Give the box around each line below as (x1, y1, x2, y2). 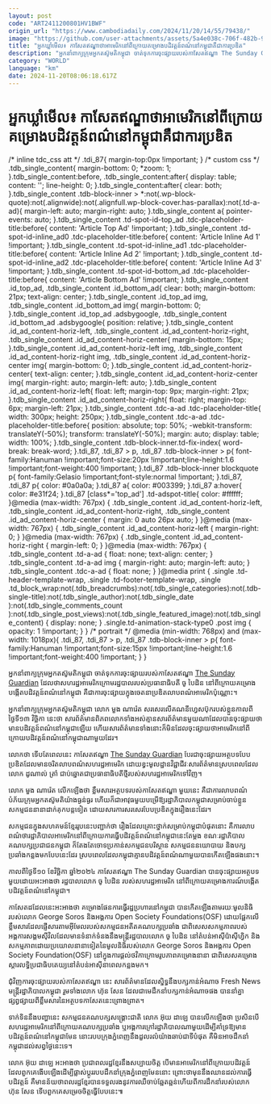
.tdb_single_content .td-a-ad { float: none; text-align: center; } (8, 549, 214, 558)
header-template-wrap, (8, 575, 86, 584)
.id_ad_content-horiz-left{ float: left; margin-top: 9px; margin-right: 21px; (8, 386, 249, 395)
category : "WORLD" (8, 57, 70, 65)
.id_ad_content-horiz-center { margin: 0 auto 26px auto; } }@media (8, 514, 231, 525)
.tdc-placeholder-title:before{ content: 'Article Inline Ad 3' (70, 257, 262, 267)
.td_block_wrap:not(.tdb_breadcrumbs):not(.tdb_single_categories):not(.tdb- (8, 583, 262, 593)
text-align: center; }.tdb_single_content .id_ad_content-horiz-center (35, 369, 258, 378)
